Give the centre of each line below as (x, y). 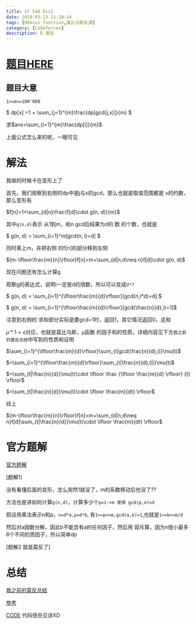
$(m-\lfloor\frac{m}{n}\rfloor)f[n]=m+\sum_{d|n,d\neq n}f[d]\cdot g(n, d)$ (96, 260)
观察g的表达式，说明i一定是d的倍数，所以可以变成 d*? (70, 284)
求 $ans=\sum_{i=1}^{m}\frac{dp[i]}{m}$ (54, 125)
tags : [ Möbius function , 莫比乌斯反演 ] (51, 22)
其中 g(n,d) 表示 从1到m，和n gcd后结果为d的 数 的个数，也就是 (82, 224)
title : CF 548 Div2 (30, 11)
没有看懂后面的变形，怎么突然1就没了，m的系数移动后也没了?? (81, 489)
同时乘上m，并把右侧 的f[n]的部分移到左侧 (57, 248)
